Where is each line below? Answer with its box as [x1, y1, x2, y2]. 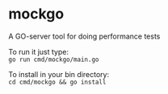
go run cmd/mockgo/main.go [8, 55, 99, 63]
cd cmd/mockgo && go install [8, 78, 107, 86]
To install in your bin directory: [8, 69, 110, 79]
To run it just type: [8, 47, 69, 56]
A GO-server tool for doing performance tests [8, 31, 161, 41]
